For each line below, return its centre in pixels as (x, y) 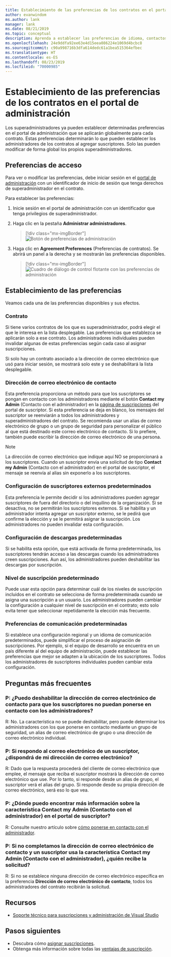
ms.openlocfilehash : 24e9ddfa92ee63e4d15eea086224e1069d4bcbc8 (74, 43)
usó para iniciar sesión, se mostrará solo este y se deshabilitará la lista (79, 364)
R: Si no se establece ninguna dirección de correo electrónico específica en (85, 876)
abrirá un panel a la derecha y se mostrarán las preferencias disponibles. (89, 254)
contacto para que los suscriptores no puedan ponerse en (78, 704)
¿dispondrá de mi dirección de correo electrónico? (69, 757)
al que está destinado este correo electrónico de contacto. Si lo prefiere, (81, 432)
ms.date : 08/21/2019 (27, 29)
